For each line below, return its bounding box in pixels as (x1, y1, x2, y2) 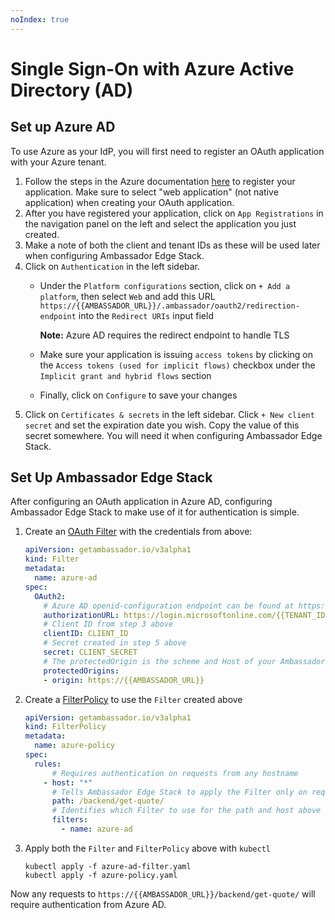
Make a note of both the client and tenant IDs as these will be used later (24, 239, 321, 251)
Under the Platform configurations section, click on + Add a (39, 279, 291, 291)
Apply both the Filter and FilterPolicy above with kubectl (24, 842, 272, 854)
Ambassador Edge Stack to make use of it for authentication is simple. (10, 506, 300, 518)
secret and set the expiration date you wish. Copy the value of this (24, 419, 300, 431)
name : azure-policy (34, 741, 116, 751)
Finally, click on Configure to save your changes (39, 389, 238, 401)
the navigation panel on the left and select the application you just (24, 217, 297, 230)
